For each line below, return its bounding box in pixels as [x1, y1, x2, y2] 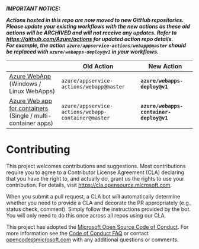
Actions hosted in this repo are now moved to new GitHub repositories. [6, 17, 184, 23]
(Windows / [9, 80, 41, 88]
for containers [9, 104, 49, 112]
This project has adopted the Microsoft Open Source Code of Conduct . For [6, 223, 189, 231]
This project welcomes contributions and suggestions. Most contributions [6, 162, 186, 169]
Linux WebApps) [9, 87, 55, 95]
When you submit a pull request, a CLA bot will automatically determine [6, 193, 181, 200]
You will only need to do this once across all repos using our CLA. [6, 212, 166, 219]
